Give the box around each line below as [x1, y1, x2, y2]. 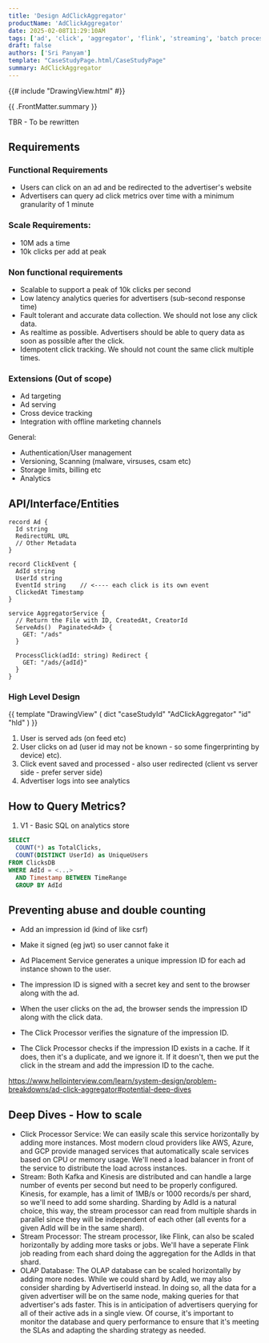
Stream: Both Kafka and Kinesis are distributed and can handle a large [19, 1172, 252, 1181]
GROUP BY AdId [15, 881, 62, 889]
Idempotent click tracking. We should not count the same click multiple [19, 344, 255, 354]
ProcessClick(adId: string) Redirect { [15, 652, 149, 660]
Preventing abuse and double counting [8, 903, 207, 917]
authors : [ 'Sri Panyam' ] [8, 49, 91, 57]
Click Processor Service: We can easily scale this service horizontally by [19, 1129, 259, 1138]
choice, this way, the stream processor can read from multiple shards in [19, 1206, 257, 1215]
